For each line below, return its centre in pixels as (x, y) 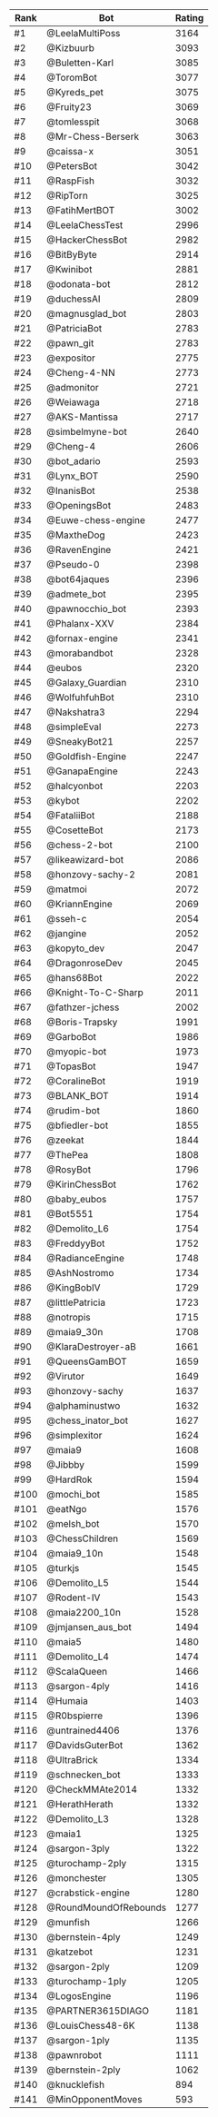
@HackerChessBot (87, 240)
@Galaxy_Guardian (87, 683)
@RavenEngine (79, 550)
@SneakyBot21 (80, 742)
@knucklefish (76, 2085)
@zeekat (65, 1140)
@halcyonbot (75, 786)
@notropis (69, 1317)
